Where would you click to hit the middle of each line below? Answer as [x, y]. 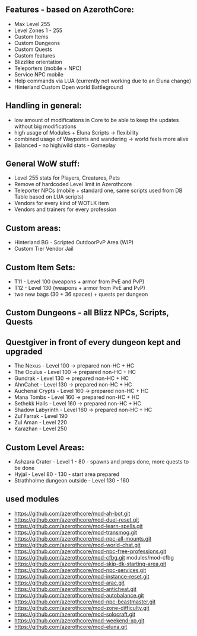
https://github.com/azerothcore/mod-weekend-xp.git [79, 620]
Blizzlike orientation [38, 62]
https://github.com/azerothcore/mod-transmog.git [76, 532]
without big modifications [45, 126]
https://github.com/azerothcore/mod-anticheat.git [75, 589]
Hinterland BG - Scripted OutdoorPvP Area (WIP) [74, 242]
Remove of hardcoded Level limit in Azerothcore [73, 184]
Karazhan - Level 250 [41, 429]
